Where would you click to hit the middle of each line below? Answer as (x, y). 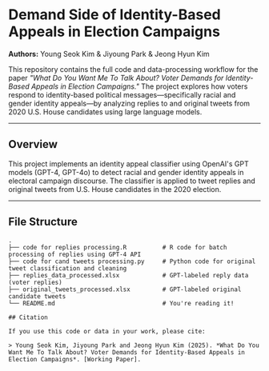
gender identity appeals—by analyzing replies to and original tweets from (129, 103)
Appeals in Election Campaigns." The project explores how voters (139, 86)
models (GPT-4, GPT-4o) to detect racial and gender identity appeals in (126, 172)
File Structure (43, 222)
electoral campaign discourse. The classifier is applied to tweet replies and (132, 181)
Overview (33, 144)
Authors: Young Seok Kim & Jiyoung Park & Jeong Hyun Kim (109, 54)
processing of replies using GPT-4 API (75, 254)
